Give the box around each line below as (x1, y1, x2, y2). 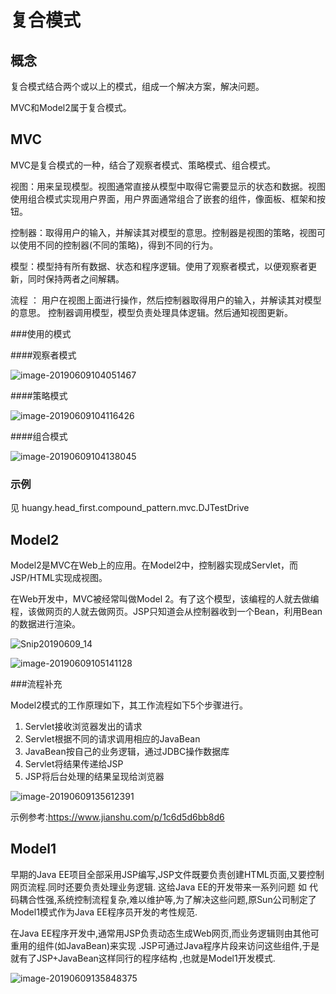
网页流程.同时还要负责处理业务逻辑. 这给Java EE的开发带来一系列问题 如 (10, 881, 308, 893)
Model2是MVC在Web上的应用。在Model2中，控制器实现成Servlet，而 (10, 559, 298, 571)
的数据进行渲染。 (10, 617, 81, 630)
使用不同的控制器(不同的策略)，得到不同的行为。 (18, 239, 219, 251)
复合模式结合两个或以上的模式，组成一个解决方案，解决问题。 (10, 81, 265, 92)
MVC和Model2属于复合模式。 (10, 102, 132, 113)
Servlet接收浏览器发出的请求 (24, 720, 143, 732)
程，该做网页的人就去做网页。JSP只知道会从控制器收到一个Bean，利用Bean (10, 605, 323, 617)
